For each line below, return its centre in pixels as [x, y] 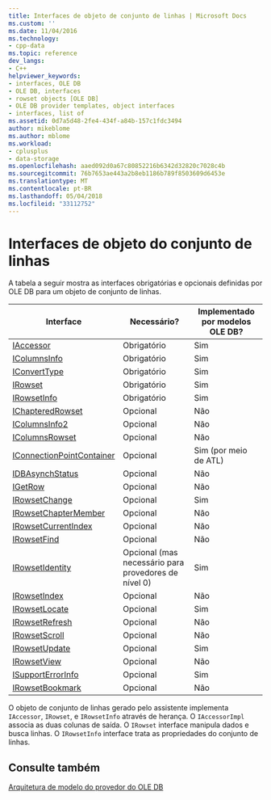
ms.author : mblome [39, 136]
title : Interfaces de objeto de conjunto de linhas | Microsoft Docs [128, 16]
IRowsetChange [42, 500]
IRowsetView [37, 662]
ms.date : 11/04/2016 [43, 31]
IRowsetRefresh [42, 622]
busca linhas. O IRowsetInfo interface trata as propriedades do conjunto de [133, 734]
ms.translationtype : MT [48, 181]
